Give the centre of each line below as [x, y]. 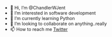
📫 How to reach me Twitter [39, 29]
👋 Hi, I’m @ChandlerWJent [38, 8]
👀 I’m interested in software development [53, 13]
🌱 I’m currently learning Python [42, 18]
